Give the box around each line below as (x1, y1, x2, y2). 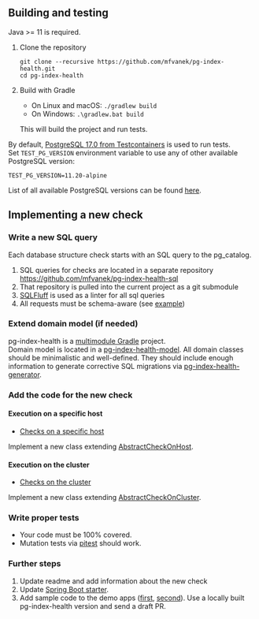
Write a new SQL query (8, 232, 98, 243)
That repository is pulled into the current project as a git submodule (19, 282, 239, 291)
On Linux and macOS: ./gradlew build (31, 100, 157, 110)
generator (8, 370, 40, 379)
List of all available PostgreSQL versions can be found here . (8, 185, 202, 195)
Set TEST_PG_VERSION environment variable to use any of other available (8, 147, 239, 157)
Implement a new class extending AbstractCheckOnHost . (8, 442, 194, 451)
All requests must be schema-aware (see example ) (19, 299, 185, 308)
